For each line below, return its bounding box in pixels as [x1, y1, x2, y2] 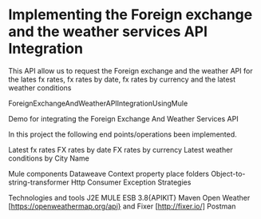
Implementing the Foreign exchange [8, 6, 253, 24]
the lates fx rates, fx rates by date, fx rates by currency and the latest [8, 74, 236, 84]
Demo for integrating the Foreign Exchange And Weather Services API [8, 113, 239, 123]
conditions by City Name [8, 153, 89, 163]
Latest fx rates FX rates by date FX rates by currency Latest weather [8, 145, 233, 154]
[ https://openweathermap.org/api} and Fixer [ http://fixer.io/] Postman [8, 201, 236, 211]
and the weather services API [8, 22, 208, 41]
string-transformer [8, 177, 69, 187]
